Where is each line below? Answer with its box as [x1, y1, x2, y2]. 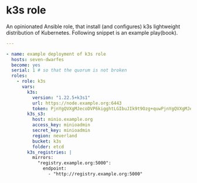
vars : [21, 84, 35, 90]
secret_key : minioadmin [32, 127, 91, 134]
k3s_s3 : [27, 111, 46, 117]
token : [32, 106, 49, 111]
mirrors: [32, 155, 54, 161]
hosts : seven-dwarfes [11, 56, 64, 62]
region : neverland [32, 133, 77, 138]
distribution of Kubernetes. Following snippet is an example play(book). [6, 29, 178, 36]
